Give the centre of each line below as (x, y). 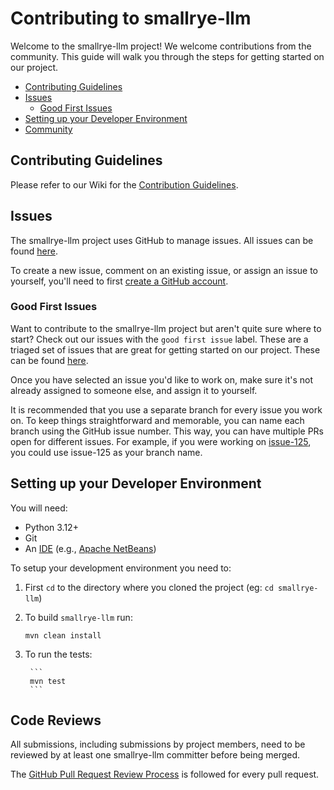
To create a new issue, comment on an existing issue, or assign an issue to (164, 270)
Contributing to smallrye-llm (131, 18)
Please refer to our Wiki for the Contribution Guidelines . (124, 184)
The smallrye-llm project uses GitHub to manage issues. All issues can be (162, 240)
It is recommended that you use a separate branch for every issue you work (166, 409)
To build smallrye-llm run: (78, 617)
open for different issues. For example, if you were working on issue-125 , (161, 441)
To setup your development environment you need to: (121, 568)
